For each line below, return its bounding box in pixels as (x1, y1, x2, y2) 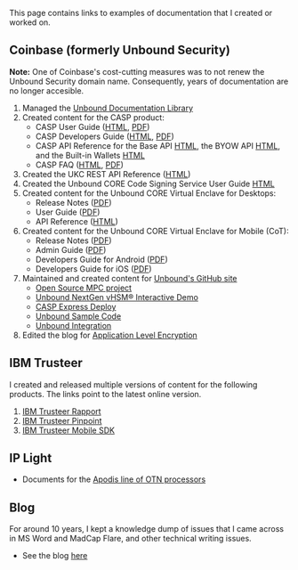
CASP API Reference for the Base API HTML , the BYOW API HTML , (35, 140, 280, 151)
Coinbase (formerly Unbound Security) (9, 43, 231, 58)
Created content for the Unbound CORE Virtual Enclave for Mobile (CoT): (21, 225, 289, 236)
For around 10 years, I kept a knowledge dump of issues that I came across (9, 524, 285, 534)
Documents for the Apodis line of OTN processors (21, 474, 206, 484)
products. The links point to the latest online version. (9, 388, 202, 399)
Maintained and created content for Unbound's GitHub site (21, 273, 238, 283)
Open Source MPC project (35, 282, 132, 293)
